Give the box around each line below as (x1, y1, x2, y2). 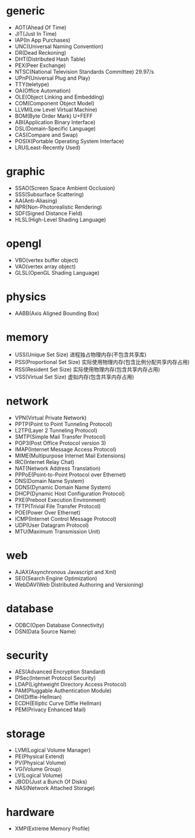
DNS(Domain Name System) (14, 477, 84, 484)
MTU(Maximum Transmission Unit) (14, 528, 100, 535)
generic (6, 4, 46, 18)
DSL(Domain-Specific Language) (14, 125, 96, 132)
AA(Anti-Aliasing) (14, 197, 58, 204)
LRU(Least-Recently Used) (14, 144, 81, 151)
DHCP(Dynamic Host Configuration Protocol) (14, 489, 125, 497)
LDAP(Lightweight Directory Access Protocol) (14, 681, 127, 688)
